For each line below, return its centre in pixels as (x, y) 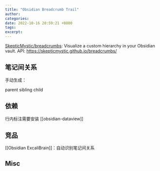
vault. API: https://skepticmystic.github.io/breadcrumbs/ (61, 51)
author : (13, 14)
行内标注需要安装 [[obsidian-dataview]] (44, 119)
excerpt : (14, 32)
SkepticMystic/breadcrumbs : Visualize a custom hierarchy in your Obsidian (80, 46)
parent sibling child (24, 90)
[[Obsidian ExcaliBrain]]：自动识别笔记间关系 (50, 148)
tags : (10, 28)
